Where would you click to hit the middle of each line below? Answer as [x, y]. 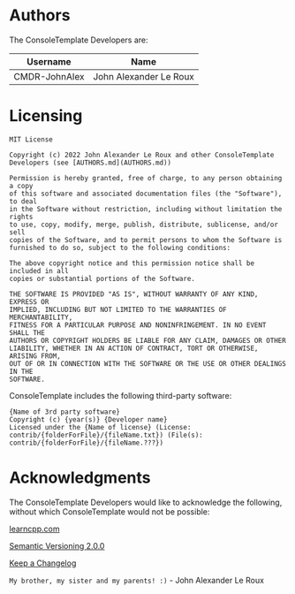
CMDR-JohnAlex [49, 76]
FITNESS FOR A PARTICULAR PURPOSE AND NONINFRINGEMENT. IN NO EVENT [138, 325]
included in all [39, 270]
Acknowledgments [80, 478]
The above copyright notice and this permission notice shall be [132, 263]
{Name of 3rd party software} [65, 412]
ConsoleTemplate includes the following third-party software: [121, 395]
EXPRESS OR [29, 301]
